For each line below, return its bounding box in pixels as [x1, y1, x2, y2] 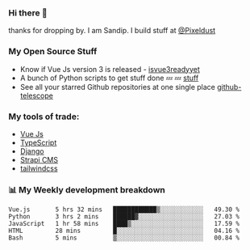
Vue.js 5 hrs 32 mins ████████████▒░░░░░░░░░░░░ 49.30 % [8, 206, 240, 214]
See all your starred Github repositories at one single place [19, 82, 216, 91]
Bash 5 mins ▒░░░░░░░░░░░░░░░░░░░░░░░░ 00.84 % [8, 234, 240, 242]
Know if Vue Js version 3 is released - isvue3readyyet [19, 64, 200, 74]
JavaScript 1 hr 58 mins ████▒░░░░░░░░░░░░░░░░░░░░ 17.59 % [8, 220, 240, 228]
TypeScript [19, 138, 57, 147]
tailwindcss [19, 163, 58, 173]
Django [19, 146, 44, 156]
